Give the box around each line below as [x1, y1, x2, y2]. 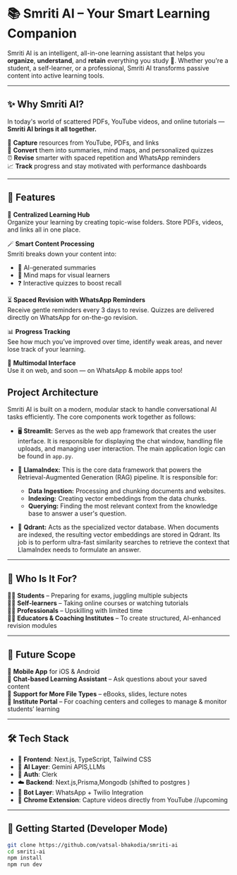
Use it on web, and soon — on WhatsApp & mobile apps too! [7, 366, 183, 374]
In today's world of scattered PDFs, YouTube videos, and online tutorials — [7, 117, 225, 126]
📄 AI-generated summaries [17, 263, 97, 272]
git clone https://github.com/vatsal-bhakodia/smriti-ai [7, 841, 178, 848]
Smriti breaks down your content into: [7, 249, 117, 258]
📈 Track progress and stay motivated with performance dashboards [7, 162, 207, 170]
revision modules [7, 621, 58, 630]
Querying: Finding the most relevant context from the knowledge [28, 502, 218, 511]
